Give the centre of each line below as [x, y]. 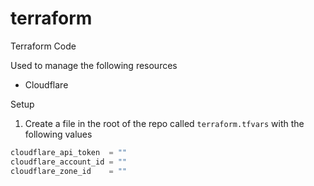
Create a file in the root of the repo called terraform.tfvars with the [164, 123]
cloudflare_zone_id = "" [69, 171]
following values [58, 134]
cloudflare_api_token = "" [69, 152]
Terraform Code [43, 46]
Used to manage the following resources [94, 65]
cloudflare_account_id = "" [69, 162]
